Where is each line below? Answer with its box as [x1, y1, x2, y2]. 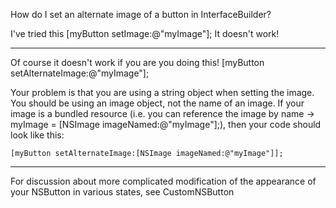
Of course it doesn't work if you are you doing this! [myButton [10, 57, 265, 68]
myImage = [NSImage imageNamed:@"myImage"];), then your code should [10, 119, 322, 130]
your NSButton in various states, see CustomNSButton [10, 186, 235, 198]
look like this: [10, 129, 65, 141]
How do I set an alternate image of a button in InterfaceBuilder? [10, 9, 272, 20]
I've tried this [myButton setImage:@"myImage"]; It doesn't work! [10, 28, 280, 39]
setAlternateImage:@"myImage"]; [10, 67, 150, 79]
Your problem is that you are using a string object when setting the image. [10, 87, 315, 98]
